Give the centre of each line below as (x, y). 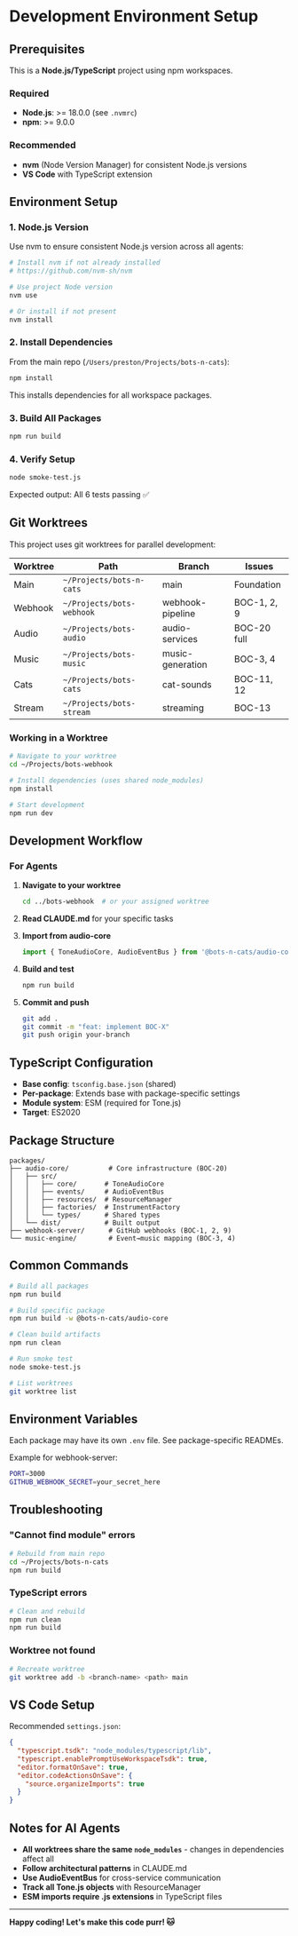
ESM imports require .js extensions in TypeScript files (122, 1896)
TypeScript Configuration (81, 1063)
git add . (40, 1019)
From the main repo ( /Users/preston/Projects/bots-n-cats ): (120, 361)
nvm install (31, 320)
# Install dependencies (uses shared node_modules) (106, 780)
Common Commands (69, 1266)
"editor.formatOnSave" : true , (73, 1767)
